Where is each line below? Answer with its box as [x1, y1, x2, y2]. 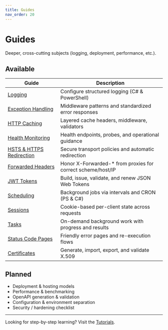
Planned [5, 270, 31, 278]
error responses [60, 109, 98, 116]
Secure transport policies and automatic [60, 146, 154, 153]
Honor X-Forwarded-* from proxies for [60, 160, 154, 167]
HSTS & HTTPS [7, 146, 44, 153]
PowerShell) [60, 94, 89, 101]
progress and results [60, 224, 109, 231]
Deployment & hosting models [12, 283, 75, 289]
